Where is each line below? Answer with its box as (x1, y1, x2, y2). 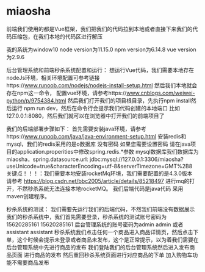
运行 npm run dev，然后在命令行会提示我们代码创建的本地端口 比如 (11, 104, 181, 112)
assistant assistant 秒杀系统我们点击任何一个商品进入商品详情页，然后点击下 (6, 228, 199, 235)
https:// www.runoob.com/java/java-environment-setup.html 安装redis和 (6, 132, 187, 140)
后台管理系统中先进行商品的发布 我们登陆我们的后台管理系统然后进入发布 (6, 243, 190, 251)
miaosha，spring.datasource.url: (6, 156, 88, 163)
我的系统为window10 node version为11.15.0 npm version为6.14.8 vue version (6, 46, 196, 53)
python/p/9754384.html (6, 96, 67, 104)
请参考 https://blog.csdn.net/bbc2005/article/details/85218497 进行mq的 (6, 177, 190, 184)
